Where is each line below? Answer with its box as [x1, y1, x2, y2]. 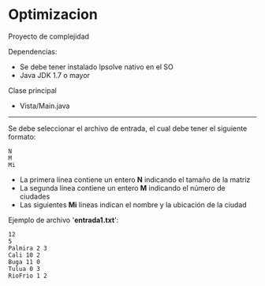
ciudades [19, 191, 50, 201]
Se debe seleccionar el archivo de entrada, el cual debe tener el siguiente [8, 124, 248, 133]
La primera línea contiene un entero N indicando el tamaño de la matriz [19, 175, 251, 184]
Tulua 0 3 [8, 265, 41, 273]
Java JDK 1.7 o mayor [19, 70, 91, 80]
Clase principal [8, 85, 57, 95]
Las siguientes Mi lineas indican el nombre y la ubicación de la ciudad [19, 199, 247, 210]
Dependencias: [8, 46, 58, 56]
